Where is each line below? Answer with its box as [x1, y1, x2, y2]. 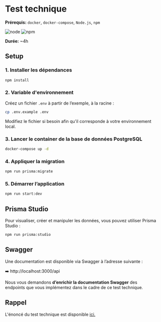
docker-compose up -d [5, 146, 49, 151]
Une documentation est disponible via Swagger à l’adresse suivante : [5, 258, 143, 264]
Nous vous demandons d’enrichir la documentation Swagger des [5, 279, 137, 285]
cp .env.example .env [5, 109, 49, 114]
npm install [5, 77, 29, 83]
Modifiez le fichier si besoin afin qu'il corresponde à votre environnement [5, 118, 152, 124]
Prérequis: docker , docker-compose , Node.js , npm [5, 19, 100, 25]
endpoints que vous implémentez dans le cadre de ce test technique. [5, 284, 143, 290]
